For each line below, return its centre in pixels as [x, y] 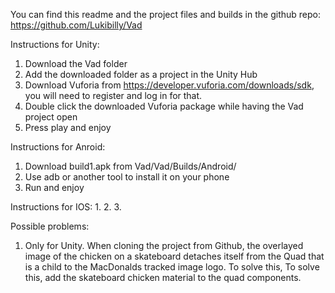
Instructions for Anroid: [58, 147]
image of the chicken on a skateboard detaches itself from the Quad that [174, 256]
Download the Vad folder [76, 63]
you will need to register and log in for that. [113, 95]
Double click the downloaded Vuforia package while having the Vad [164, 106]
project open [51, 117]
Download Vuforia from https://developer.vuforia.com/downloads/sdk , [169, 85]
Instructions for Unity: [55, 44]
